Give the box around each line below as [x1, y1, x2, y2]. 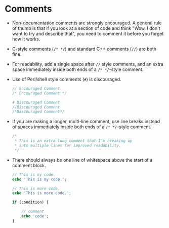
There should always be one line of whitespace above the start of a [12, 157, 153, 163]
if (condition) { [12, 200, 49, 205]
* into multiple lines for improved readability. [14, 143, 121, 148]
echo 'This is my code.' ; [12, 177, 67, 182]
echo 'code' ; [21, 214, 49, 219]
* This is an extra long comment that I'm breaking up [14, 138, 133, 143]
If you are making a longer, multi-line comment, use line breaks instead [12, 119, 160, 125]
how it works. [12, 36, 40, 42]
